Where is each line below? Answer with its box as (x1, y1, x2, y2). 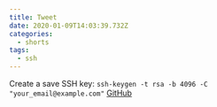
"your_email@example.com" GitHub (9, 88, 133, 98)
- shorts (17, 37, 50, 47)
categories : (9, 29, 53, 38)
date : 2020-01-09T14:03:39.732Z (9, 21, 128, 30)
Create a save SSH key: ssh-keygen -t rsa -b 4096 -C (9, 79, 208, 88)
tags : (9, 46, 29, 55)
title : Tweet (9, 12, 58, 22)
